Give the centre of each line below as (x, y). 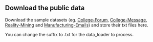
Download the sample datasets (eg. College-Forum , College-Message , (76, 20)
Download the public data (45, 8)
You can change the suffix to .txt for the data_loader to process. (69, 34)
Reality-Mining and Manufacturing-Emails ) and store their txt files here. (76, 25)
